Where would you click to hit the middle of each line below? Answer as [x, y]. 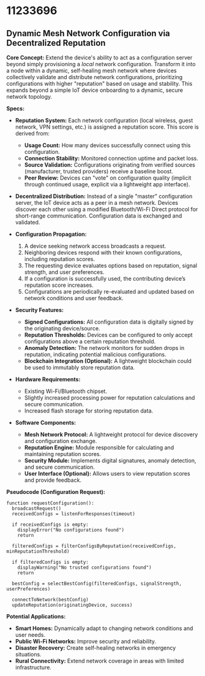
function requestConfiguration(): [50, 503]
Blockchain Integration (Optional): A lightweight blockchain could [108, 361]
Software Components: [46, 423]
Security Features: [39, 310]
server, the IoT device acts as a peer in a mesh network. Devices [97, 203]
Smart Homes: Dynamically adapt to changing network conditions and [104, 628]
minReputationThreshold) [38, 552]
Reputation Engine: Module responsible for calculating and [99, 447]
